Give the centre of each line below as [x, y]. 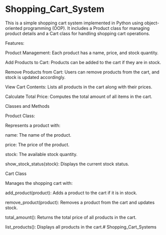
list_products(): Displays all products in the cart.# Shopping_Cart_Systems [81, 227]
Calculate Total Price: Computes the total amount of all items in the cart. [79, 96]
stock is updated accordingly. [35, 77]
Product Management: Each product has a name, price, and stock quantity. [82, 53]
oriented [14, 28]
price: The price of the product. [37, 145]
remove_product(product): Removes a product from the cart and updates [80, 202]
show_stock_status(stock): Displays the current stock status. [67, 164]
